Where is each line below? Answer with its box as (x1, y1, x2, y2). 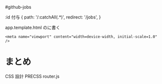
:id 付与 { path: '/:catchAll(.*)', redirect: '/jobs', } (5, 14, 101, 20)
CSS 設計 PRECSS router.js (5, 73, 60, 79)
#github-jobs (5, 4, 32, 10)
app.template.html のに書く (5, 24, 61, 30)
